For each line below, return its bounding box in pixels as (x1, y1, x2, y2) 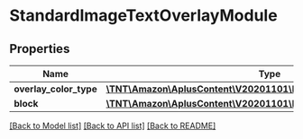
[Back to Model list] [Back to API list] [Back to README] (9, 120, 216, 131)
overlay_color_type (14, 83, 97, 95)
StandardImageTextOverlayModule (9, 5, 278, 26)
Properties (9, 41, 70, 56)
